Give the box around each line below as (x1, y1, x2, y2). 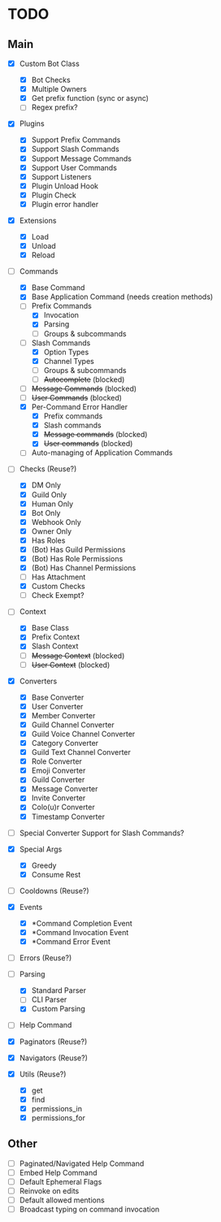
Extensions (19, 215, 57, 225)
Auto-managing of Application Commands (31, 448, 173, 457)
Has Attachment (31, 572, 86, 582)
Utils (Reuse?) (19, 1069, 67, 1079)
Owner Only (31, 526, 72, 536)
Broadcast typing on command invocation (19, 1204, 160, 1215)
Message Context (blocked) (31, 651, 125, 661)
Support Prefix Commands (31, 135, 121, 145)
